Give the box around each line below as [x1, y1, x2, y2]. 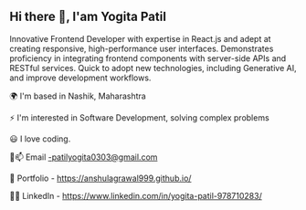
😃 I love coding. [9, 133, 71, 144]
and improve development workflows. [9, 72, 152, 83]
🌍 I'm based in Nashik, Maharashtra [9, 90, 146, 101]
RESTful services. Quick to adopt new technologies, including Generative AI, [9, 62, 297, 73]
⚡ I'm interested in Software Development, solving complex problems [9, 111, 269, 123]
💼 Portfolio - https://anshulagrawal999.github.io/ [9, 173, 192, 184]
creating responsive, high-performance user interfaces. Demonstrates [9, 43, 274, 54]
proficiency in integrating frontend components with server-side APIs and [9, 52, 287, 64]
